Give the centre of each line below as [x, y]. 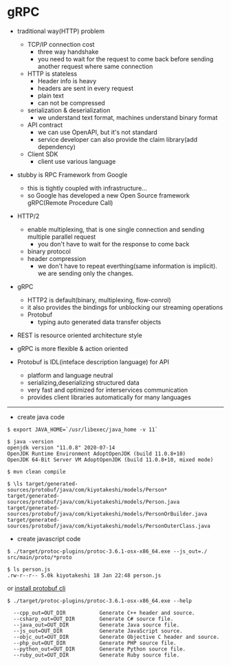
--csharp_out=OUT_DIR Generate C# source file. [93, 619]
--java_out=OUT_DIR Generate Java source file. [97, 625]
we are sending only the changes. [86, 273]
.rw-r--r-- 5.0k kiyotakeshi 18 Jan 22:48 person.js [84, 576]
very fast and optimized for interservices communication [108, 390]
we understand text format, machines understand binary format [128, 117]
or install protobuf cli [36, 588]
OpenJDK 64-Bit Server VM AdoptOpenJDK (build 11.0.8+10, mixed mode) [110, 460]
